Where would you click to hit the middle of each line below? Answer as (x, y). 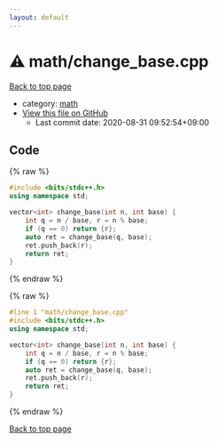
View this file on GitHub (65, 113)
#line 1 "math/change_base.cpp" (69, 312)
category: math (50, 103)
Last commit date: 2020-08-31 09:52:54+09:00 (122, 122)
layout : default (39, 17)
